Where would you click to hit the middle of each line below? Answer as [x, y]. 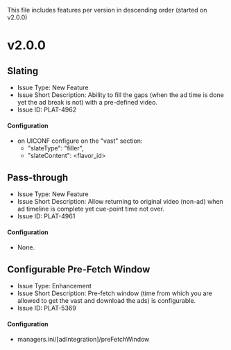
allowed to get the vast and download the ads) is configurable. [106, 301]
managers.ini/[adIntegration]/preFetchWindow [83, 340]
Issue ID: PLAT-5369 [46, 308]
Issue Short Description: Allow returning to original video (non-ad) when [120, 202]
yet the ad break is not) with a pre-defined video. [87, 102]
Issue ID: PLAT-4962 [47, 110]
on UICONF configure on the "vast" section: [80, 141]
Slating [23, 71]
